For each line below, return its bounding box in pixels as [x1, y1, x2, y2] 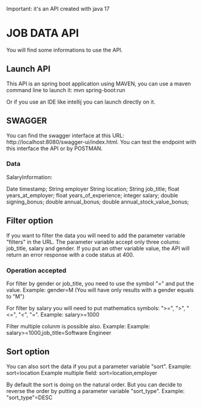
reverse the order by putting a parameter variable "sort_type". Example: [6, 387, 185, 394]
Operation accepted [6, 266, 67, 274]
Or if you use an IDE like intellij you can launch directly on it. [6, 98, 156, 105]
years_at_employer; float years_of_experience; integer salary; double [6, 191, 178, 199]
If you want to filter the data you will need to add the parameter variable [6, 231, 186, 239]
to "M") [6, 293, 25, 300]
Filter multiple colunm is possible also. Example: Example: [6, 322, 150, 329]
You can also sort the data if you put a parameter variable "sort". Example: [6, 363, 192, 370]
